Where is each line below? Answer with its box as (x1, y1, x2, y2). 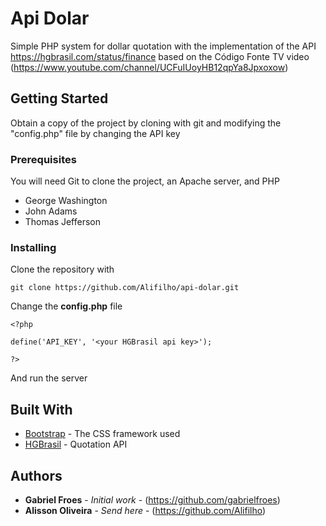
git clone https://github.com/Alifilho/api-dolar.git (10, 283, 240, 293)
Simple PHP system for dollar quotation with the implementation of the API (10, 40, 317, 52)
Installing (10, 240, 57, 254)
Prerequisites (10, 152, 77, 166)
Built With (10, 401, 73, 418)
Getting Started (10, 90, 109, 107)
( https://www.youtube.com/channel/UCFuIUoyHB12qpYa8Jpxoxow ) (10, 61, 289, 73)
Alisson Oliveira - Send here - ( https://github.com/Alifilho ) (24, 504, 267, 516)
